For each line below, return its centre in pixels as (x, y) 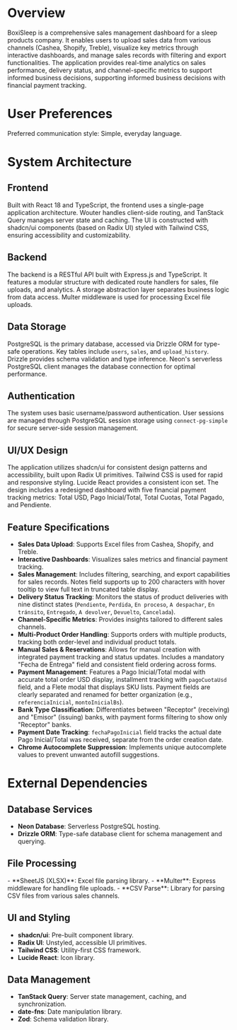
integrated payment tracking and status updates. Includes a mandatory (121, 656)
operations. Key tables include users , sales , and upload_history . (115, 351)
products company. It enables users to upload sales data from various (109, 40)
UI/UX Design (38, 450)
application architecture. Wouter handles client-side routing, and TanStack (116, 212)
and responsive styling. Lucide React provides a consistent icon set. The (113, 482)
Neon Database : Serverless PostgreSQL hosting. (89, 826)
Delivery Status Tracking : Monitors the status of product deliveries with (123, 596)
